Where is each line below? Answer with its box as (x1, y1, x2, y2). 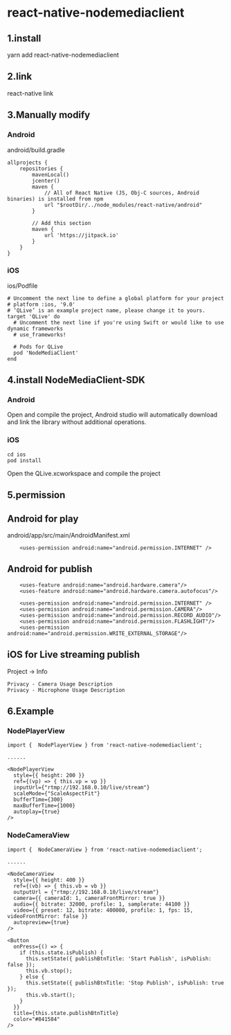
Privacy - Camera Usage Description (7, 680, 113, 688)
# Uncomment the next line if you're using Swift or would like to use (13, 319, 225, 326)
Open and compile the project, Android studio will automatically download (7, 410, 218, 419)
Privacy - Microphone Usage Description (7, 686, 126, 693)
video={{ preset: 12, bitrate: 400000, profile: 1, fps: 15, (13, 906, 194, 914)
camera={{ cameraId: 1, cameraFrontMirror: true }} (13, 895, 166, 901)
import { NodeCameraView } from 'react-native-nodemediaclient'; (7, 846, 203, 853)
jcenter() (32, 177, 60, 184)
